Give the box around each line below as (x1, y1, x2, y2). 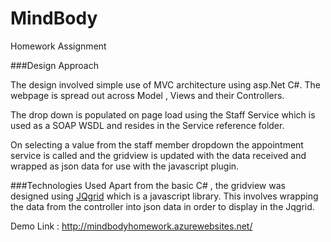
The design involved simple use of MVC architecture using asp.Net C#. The (10, 78, 321, 91)
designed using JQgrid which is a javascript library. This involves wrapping (10, 190, 319, 202)
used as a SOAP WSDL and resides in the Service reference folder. (10, 119, 285, 131)
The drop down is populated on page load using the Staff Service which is (10, 108, 316, 121)
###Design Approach (10, 59, 99, 71)
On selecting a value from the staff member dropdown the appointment (10, 138, 304, 151)
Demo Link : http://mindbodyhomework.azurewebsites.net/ (10, 220, 253, 232)
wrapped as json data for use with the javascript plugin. (10, 160, 240, 172)
